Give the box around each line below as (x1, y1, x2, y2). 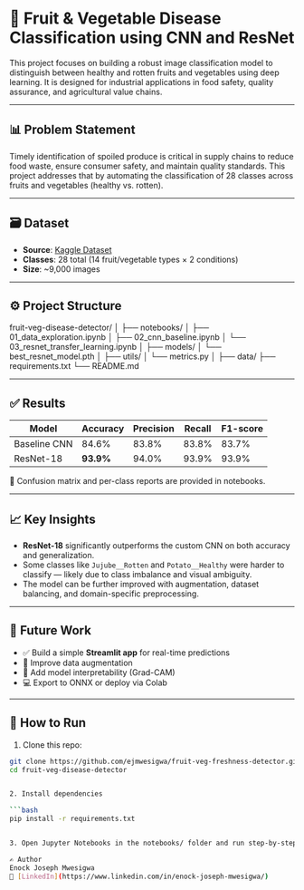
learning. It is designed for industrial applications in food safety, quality (9, 76, 274, 87)
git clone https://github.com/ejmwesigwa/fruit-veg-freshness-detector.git (9, 757, 301, 766)
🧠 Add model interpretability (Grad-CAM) (22, 666, 176, 678)
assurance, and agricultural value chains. (9, 86, 163, 97)
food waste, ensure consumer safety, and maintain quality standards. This (9, 160, 286, 171)
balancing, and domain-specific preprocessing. (22, 588, 199, 599)
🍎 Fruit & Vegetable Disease (9, 8, 222, 29)
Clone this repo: (22, 739, 82, 750)
